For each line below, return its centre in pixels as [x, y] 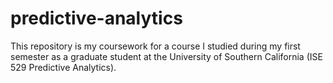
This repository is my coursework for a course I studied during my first [155, 46]
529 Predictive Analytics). [63, 67]
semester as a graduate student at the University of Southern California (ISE [166, 56]
